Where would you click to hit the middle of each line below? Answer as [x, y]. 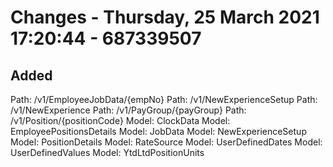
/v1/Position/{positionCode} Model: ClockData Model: [120, 120]
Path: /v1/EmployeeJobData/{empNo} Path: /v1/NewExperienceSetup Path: [164, 99]
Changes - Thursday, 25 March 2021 [165, 17]
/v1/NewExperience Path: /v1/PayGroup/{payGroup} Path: [128, 110]
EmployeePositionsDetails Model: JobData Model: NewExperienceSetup [158, 131]
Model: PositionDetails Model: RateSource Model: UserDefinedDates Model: [166, 142]
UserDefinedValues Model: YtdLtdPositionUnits [107, 152]
